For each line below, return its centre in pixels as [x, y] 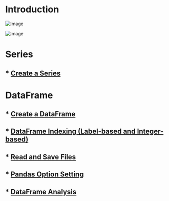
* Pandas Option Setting [45, 175]
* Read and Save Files [41, 157]
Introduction [32, 9]
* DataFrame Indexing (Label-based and [70, 132]
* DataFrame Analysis [41, 192]
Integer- [150, 132]
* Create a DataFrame [40, 114]
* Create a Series [33, 73]
